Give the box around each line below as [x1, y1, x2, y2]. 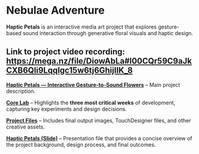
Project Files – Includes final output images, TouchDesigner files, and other [6, 117, 191, 124]
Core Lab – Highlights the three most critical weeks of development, [6, 99, 176, 106]
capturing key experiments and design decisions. [6, 105, 127, 112]
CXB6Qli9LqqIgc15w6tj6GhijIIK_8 [6, 65, 133, 76]
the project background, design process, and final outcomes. [6, 141, 156, 148]
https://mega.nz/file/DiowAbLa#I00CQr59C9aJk [6, 56, 192, 66]
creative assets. [6, 123, 45, 130]
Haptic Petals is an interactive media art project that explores [6, 23, 157, 30]
